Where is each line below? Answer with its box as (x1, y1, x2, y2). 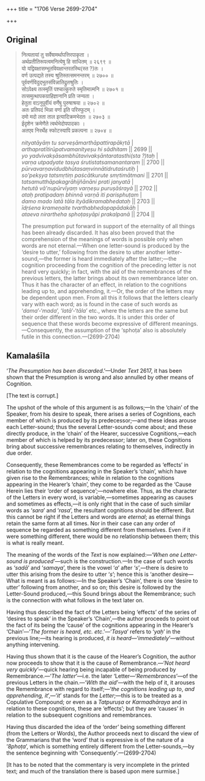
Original (6, 35, 38, 45)
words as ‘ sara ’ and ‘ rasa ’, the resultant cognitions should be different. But (6, 506, 195, 514)
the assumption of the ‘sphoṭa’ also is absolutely (64, 326, 187, 334)
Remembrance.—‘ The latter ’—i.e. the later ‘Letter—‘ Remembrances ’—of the (6, 672, 198, 679)
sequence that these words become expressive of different (21, 319, 171, 327)
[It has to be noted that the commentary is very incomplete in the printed (6, 761, 190, 768)
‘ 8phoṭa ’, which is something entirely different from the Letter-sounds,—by (6, 742, 195, 750)
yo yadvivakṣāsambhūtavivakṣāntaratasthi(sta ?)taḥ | (21, 152, 158, 159)
